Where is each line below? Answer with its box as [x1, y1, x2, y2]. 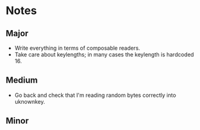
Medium [6, 75, 38, 86]
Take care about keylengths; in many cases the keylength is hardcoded [14, 51, 194, 58]
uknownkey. [14, 97, 45, 105]
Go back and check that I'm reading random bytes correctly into [14, 91, 177, 99]
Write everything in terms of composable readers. [14, 44, 141, 52]
